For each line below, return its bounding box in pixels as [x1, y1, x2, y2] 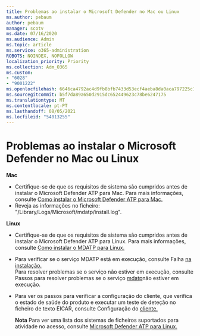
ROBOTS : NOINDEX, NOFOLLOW [6, 53, 73, 59]
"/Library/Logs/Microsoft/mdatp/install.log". [14, 209, 122, 216]
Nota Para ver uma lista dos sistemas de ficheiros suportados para [14, 316, 179, 324]
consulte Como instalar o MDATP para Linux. [14, 244, 125, 252]
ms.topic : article [6, 42, 52, 48]
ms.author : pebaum [6, 14, 52, 20]
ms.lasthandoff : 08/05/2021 [6, 108, 76, 114]
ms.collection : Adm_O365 [6, 64, 68, 70]
